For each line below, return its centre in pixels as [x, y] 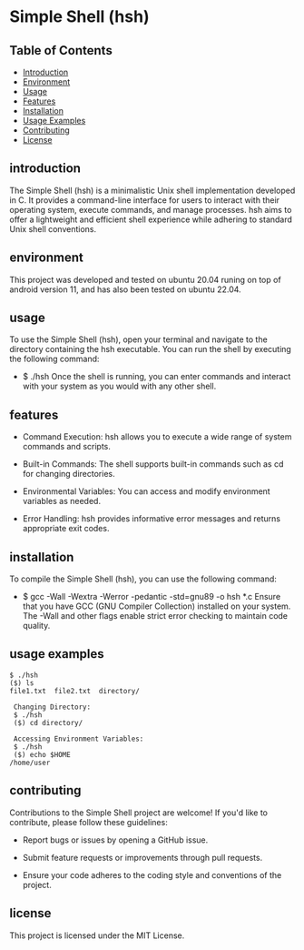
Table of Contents [61, 51]
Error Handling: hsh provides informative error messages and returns [152, 519]
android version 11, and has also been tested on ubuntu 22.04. [126, 289]
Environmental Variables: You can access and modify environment [146, 491]
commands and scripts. [67, 447]
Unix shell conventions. [53, 228]
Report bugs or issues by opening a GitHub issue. [115, 840]
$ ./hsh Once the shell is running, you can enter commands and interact [157, 377]
